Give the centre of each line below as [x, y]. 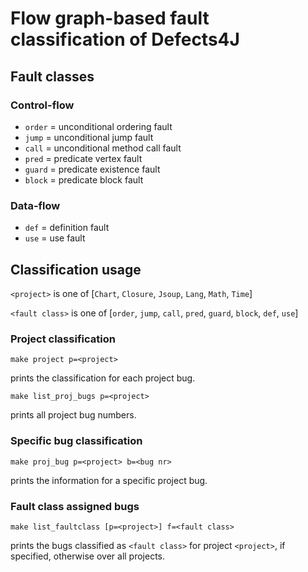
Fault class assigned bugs [75, 506]
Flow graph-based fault [110, 18]
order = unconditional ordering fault [98, 126]
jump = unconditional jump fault [89, 137]
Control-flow [42, 105]
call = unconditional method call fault [103, 148]
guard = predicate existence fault [92, 169]
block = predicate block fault [84, 179]
